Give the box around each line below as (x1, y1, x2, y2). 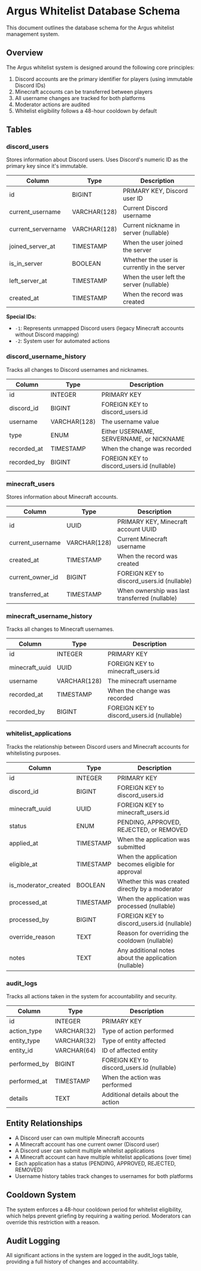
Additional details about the (101, 1090, 179, 1098)
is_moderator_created (9, 881, 71, 889)
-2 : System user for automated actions (14, 338, 110, 345)
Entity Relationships (6, 1118, 83, 1128)
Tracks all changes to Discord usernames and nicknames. (6, 366, 149, 373)
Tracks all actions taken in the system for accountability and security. (6, 992, 177, 999)
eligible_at (9, 860, 38, 868)
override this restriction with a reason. (6, 1218, 100, 1225)
